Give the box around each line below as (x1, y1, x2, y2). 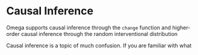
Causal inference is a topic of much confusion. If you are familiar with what (6, 42, 192, 49)
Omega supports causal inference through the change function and (6, 24, 172, 31)
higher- (172, 24, 191, 31)
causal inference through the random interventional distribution (20, 30, 178, 37)
